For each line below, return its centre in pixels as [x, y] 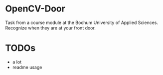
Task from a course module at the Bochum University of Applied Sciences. [82, 22]
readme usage [27, 67]
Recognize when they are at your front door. [50, 27]
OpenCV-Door [35, 9]
